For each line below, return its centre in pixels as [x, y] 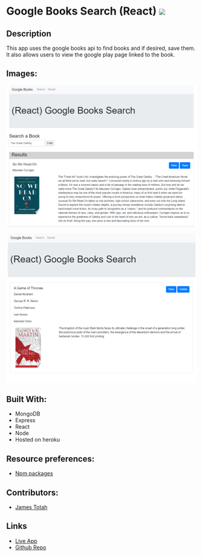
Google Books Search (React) [82, 11]
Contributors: [32, 492]
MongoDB [28, 414]
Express [25, 420]
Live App [26, 541]
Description [29, 34]
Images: [22, 74]
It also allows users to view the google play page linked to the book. [91, 55]
